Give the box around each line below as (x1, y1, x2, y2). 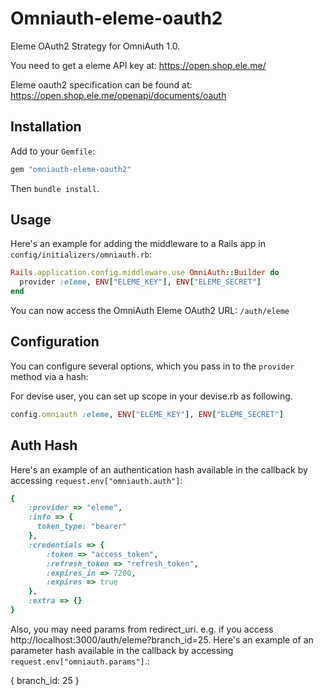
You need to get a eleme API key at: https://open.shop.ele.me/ (10, 59, 267, 71)
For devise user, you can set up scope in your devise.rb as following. (10, 390, 293, 402)
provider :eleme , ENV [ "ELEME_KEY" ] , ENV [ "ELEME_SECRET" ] (19, 277, 262, 287)
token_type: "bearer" (36, 522, 128, 532)
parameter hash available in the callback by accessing (10, 644, 234, 656)
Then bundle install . (10, 182, 100, 194)
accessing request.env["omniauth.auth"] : (10, 474, 183, 486)
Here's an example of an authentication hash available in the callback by (10, 463, 308, 476)
